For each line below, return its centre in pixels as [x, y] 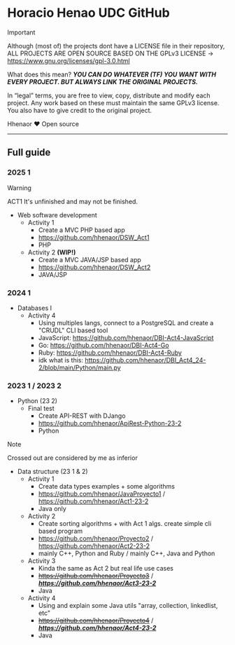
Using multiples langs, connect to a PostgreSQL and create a [126, 322]
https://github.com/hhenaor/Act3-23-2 [97, 583]
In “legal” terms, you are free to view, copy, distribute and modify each [109, 95]
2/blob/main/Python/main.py [79, 367]
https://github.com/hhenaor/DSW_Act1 [94, 237]
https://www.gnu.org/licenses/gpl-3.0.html [69, 60]
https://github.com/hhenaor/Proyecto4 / [96, 620]
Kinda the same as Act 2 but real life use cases [106, 569]
